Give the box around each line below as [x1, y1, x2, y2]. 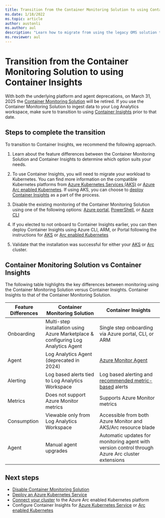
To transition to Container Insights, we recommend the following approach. [5, 141, 157, 147]
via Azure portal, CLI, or [99, 330, 154, 337]
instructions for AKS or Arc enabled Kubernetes [12, 232, 109, 238]
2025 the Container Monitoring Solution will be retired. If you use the [5, 98, 144, 104]
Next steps [5, 473, 39, 482]
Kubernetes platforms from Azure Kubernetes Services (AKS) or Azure [12, 181, 155, 187]
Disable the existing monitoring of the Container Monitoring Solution [12, 201, 150, 207]
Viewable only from [45, 412, 90, 419]
